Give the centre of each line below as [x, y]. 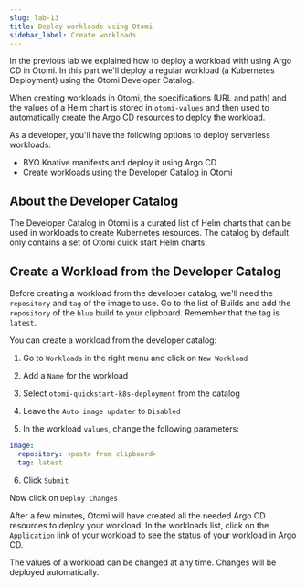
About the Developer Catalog [94, 201]
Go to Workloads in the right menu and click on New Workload [135, 358]
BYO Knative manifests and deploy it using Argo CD [120, 163]
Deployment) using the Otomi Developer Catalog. [102, 80]
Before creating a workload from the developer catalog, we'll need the [142, 293]
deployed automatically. [54, 571]
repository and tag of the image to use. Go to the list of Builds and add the [150, 303]
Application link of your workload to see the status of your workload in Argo [153, 535]
